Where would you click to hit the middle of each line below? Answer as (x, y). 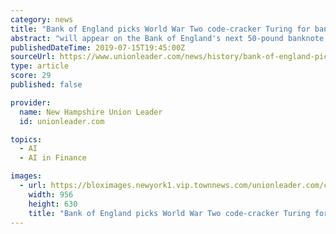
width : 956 (51, 194)
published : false (46, 85)
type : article (40, 66)
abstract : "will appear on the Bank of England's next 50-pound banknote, (169, 38)
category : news (42, 19)
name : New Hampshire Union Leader (91, 112)
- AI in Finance (53, 158)
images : (26, 176)
